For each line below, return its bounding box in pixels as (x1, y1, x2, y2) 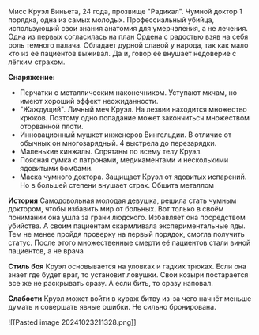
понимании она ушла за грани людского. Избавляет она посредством (8, 213, 246, 222)
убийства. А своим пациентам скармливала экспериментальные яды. (8, 221, 246, 230)
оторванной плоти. (19, 122, 84, 131)
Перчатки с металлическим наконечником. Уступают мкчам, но (19, 88, 238, 97)
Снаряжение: (8, 73, 55, 82)
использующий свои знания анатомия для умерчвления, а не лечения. (8, 24, 249, 32)
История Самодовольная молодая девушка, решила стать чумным (8, 196, 237, 205)
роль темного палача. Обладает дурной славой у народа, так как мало (8, 40, 249, 50)
